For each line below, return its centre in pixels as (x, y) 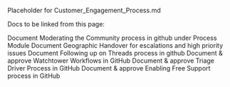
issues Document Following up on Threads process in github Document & (115, 53)
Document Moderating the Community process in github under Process (112, 38)
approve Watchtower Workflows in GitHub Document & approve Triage (111, 61)
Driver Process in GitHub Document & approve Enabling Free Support (109, 68)
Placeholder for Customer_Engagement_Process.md (84, 10)
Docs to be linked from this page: (56, 24)
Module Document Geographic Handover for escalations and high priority (115, 45)
